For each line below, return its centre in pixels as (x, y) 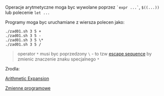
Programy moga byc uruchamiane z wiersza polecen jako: (65, 22)
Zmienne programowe (28, 88)
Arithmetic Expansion (27, 78)
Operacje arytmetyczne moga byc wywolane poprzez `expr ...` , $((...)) (82, 7)
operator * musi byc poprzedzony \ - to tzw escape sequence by (84, 54)
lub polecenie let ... (27, 12)
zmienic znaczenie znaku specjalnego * (58, 59)
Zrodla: (12, 69)
